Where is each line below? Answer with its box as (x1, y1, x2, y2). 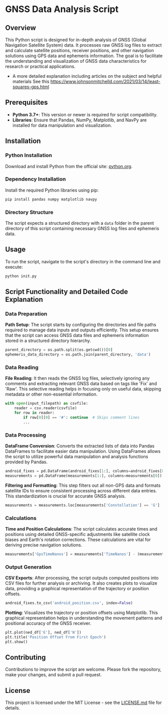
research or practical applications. (5, 64, 76, 69)
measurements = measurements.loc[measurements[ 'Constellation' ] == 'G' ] (5, 502, 160, 507)
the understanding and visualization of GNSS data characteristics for (5, 58, 146, 64)
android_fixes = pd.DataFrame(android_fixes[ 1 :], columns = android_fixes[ (5, 469, 162, 474)
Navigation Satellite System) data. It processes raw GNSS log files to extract (5, 42, 162, 48)
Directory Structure (5, 209, 53, 216)
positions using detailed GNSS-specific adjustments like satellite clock (5, 531, 150, 537)
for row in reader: (14, 410, 55, 416)
